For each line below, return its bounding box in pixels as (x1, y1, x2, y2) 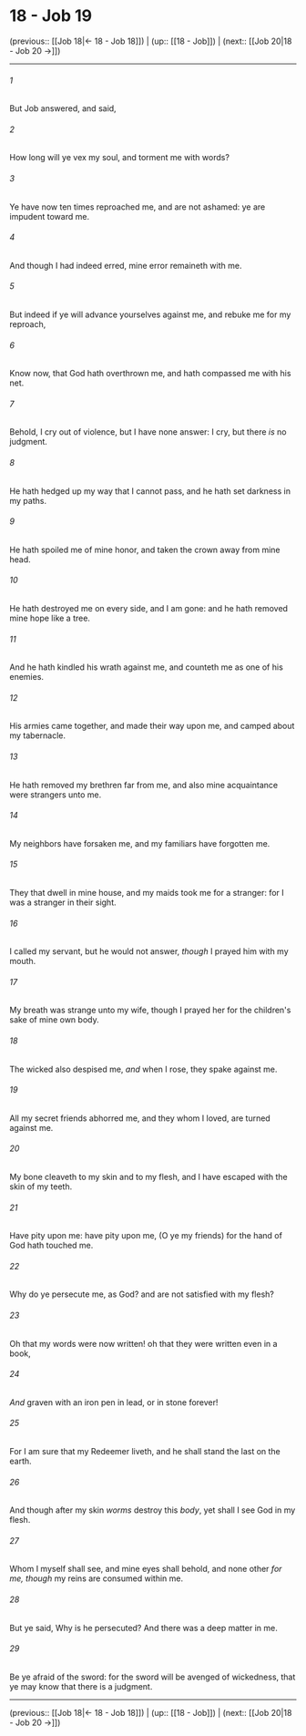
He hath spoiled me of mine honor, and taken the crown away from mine (9, 544, 280, 555)
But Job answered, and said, (9, 103, 117, 114)
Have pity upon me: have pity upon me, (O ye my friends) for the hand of (9, 1230, 282, 1241)
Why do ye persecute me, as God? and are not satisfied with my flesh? (9, 1289, 275, 1299)
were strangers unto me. (9, 789, 102, 800)
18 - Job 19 (9, 5, 93, 26)
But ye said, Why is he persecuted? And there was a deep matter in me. (9, 1622, 278, 1633)
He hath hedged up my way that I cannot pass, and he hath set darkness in (9, 485, 291, 497)
